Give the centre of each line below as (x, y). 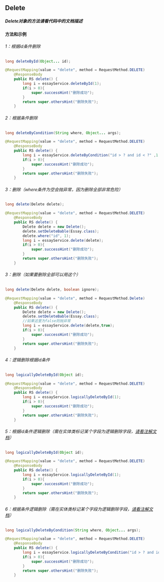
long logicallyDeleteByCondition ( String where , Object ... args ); (73, 530)
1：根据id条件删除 (23, 46)
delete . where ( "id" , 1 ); (47, 236)
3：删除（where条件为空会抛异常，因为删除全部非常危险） (64, 189)
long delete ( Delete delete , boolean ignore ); (52, 290)
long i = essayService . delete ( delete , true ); (69, 326)
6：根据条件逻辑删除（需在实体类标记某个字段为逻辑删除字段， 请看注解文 (79, 509)
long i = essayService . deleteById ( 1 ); (62, 84)
